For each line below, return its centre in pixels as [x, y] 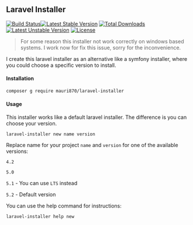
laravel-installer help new [40, 217]
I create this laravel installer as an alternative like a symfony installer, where [97, 59]
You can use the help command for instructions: [64, 206]
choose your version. [32, 124]
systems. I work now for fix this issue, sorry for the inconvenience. [101, 47]
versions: [17, 151]
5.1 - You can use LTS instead [42, 183]
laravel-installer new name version [51, 134]
